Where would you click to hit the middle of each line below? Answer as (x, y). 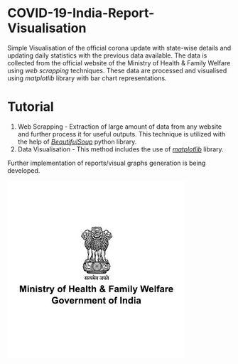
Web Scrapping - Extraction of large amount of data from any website (120, 127)
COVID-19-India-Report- (81, 13)
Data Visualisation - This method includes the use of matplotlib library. (120, 149)
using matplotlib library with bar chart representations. (87, 78)
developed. (24, 170)
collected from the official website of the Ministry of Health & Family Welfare (119, 63)
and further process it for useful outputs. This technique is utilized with (121, 134)
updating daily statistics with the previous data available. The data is (107, 55)
